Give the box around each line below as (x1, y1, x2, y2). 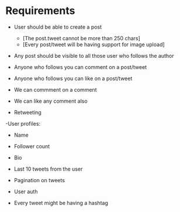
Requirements (5, 4, 75, 18)
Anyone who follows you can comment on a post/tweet (13, 63, 147, 71)
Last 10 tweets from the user (13, 165, 83, 172)
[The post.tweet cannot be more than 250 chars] (22, 34, 141, 41)
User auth (13, 188, 38, 195)
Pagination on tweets (13, 176, 65, 183)
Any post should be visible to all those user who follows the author (13, 52, 174, 59)
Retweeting (13, 109, 41, 116)
